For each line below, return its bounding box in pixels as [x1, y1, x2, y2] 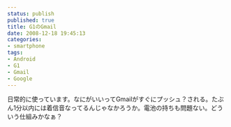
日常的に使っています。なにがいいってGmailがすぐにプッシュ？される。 [7, 95, 212, 103]
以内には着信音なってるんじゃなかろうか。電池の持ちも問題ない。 [22, 104, 211, 112]
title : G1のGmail [7, 23, 57, 30]
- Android [7, 56, 36, 63]
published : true [7, 17, 54, 24]
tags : [7, 50, 23, 57]
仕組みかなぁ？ [19, 112, 63, 121]
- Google [7, 75, 33, 82]
